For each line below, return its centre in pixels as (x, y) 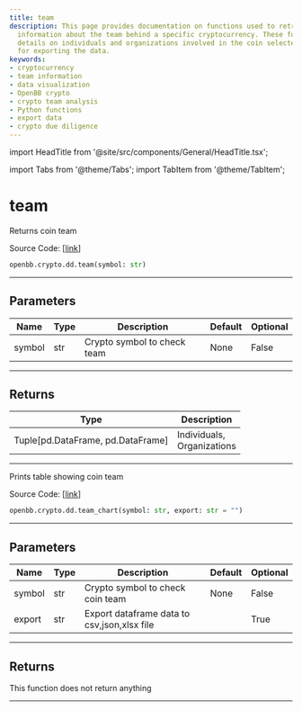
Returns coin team (43, 230)
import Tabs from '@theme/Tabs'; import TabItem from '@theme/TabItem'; (147, 169)
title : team (31, 18)
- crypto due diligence (54, 127)
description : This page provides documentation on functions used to (142, 26)
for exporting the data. (64, 51)
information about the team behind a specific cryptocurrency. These (150, 34)
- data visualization (50, 85)
